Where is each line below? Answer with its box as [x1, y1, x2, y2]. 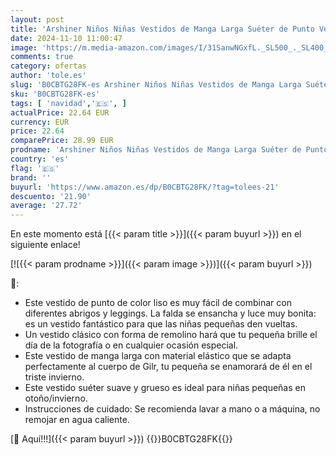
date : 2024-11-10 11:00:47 [10, 33, 123, 43]
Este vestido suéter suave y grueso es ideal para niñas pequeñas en [24, 382, 306, 394]
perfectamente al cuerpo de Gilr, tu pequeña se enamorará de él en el [24, 361, 313, 373]
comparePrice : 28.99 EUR [10, 136, 114, 146]
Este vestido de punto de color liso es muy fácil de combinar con [24, 297, 292, 309]
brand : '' [10, 172, 52, 183]
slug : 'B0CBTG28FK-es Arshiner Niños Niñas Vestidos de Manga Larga [10, 80, 302, 90]
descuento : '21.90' [10, 191, 92, 201]
